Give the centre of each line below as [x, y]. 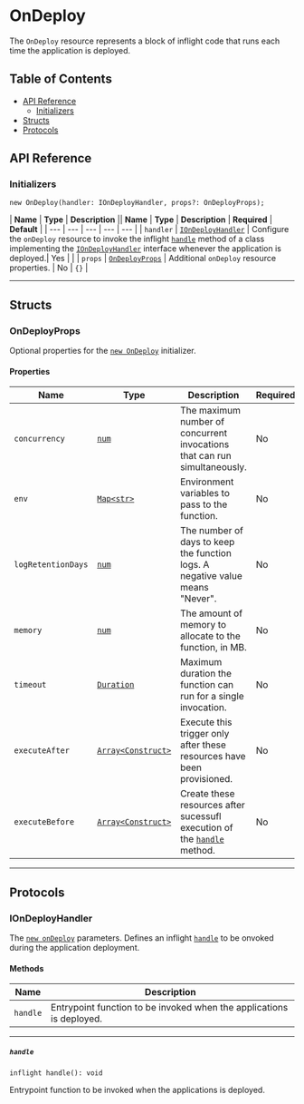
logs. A [195, 565]
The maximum [210, 411]
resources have [213, 757]
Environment [207, 482]
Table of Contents [61, 79]
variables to [205, 493]
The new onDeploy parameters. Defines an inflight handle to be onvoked [142, 938]
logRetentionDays [51, 565]
